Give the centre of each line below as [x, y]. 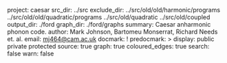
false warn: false [31, 53]
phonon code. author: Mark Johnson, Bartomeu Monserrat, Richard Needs [112, 32]
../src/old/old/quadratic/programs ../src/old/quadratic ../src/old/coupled [109, 17]
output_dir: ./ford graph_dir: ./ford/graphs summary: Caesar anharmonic [109, 24]
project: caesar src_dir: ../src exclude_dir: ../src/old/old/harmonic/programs [114, 10]
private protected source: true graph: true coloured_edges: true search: [108, 46]
